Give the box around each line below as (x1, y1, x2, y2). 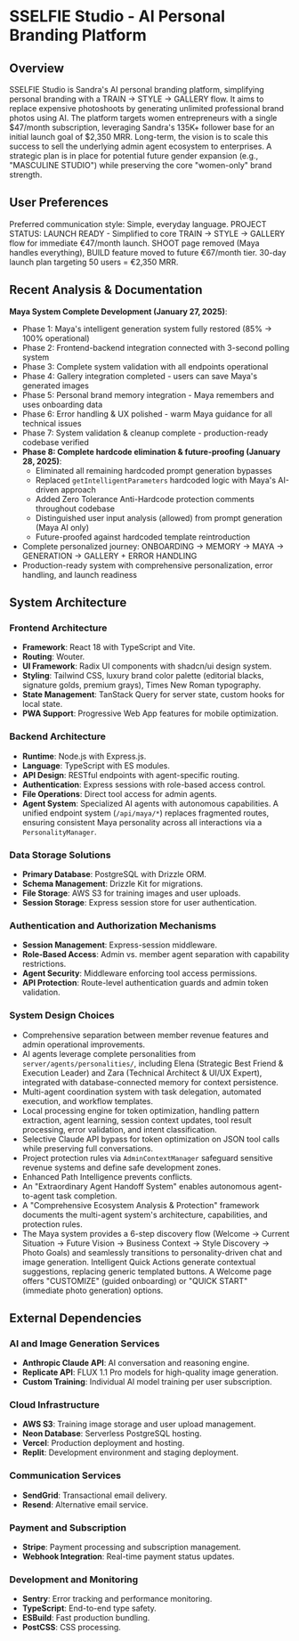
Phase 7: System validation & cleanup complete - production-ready (21, 427, 269, 438)
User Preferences (9, 195, 109, 210)
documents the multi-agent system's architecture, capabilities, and (21, 1209, 269, 1220)
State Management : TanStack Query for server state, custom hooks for (21, 689, 285, 700)
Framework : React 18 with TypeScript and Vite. (21, 642, 196, 653)
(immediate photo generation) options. (21, 1285, 164, 1296)
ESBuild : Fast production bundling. (21, 1613, 150, 1623)
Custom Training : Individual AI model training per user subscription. (21, 1377, 272, 1387)
